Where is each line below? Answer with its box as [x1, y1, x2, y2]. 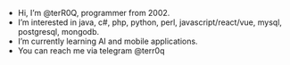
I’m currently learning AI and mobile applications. [17, 36, 198, 46]
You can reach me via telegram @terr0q [17, 45, 165, 56]
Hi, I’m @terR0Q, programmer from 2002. [17, 8, 170, 18]
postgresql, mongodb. [17, 27, 100, 37]
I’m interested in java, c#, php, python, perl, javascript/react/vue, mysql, [17, 17, 283, 28]
